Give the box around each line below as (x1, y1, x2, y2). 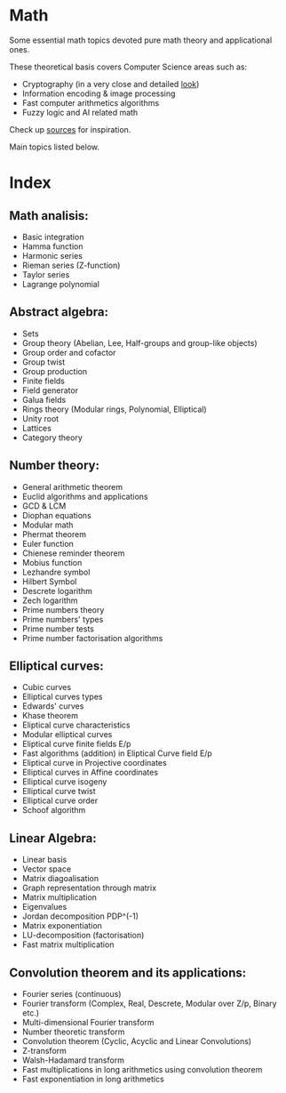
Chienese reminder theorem (21, 548, 125, 559)
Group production (21, 366, 87, 376)
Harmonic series (21, 250, 83, 261)
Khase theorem (21, 711, 78, 721)
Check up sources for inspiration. (9, 124, 131, 134)
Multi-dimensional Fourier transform (21, 1017, 155, 1027)
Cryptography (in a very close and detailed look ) (21, 78, 200, 89)
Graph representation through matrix (21, 882, 157, 894)
